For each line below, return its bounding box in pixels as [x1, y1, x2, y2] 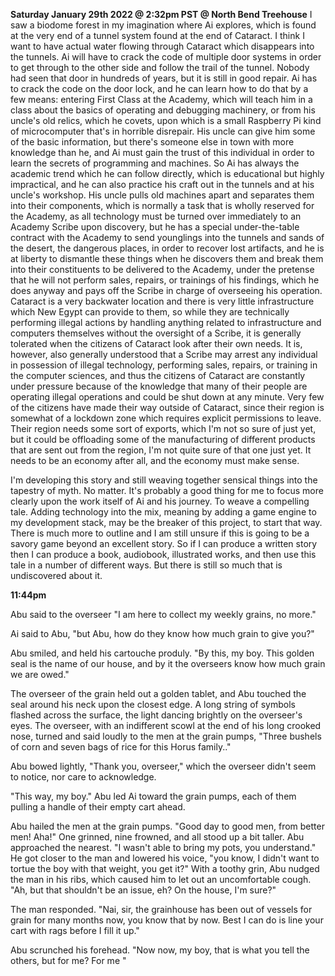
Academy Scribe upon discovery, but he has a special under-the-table [10, 221, 300, 233]
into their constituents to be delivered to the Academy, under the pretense [10, 264, 315, 275]
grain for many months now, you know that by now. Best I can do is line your [10, 914, 324, 926]
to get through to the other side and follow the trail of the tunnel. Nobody [10, 62, 310, 73]
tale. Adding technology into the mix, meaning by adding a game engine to [10, 506, 317, 518]
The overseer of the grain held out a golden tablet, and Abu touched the [10, 688, 307, 699]
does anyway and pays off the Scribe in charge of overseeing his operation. [10, 285, 323, 296]
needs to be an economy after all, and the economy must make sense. [10, 455, 300, 466]
